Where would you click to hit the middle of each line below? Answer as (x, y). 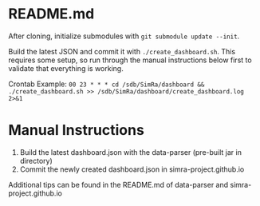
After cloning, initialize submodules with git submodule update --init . (124, 36)
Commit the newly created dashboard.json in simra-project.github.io (132, 169)
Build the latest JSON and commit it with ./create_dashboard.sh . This (122, 51)
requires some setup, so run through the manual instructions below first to (130, 60)
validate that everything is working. (66, 68)
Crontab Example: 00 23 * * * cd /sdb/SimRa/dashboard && (106, 84)
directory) (36, 160)
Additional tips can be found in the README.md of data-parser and (118, 184)
